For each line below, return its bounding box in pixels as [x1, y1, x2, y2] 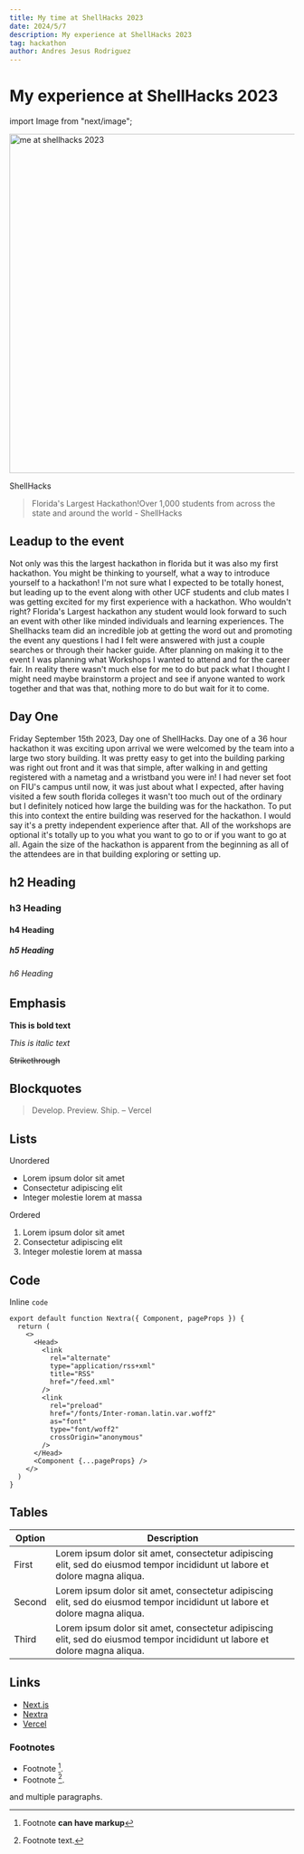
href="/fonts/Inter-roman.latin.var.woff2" [49, 1409, 217, 1419]
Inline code [9, 1297, 48, 1307]
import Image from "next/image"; [9, 116, 133, 127]
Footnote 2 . [22, 1773, 65, 1785]
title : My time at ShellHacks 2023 [9, 13, 144, 23]
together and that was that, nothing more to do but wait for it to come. [9, 682, 270, 693]
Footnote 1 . [22, 1761, 63, 1773]
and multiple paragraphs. [9, 1792, 103, 1802]
